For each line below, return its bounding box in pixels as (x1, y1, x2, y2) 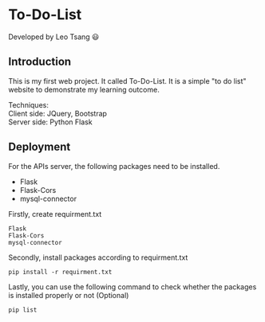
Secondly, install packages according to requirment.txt (8, 253, 188, 262)
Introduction (8, 55, 72, 69)
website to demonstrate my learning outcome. (8, 84, 160, 94)
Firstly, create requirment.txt (8, 209, 102, 218)
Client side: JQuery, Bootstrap (8, 108, 108, 118)
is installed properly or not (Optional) (8, 290, 129, 300)
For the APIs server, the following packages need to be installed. (8, 161, 220, 171)
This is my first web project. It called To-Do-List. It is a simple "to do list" (8, 76, 247, 85)
